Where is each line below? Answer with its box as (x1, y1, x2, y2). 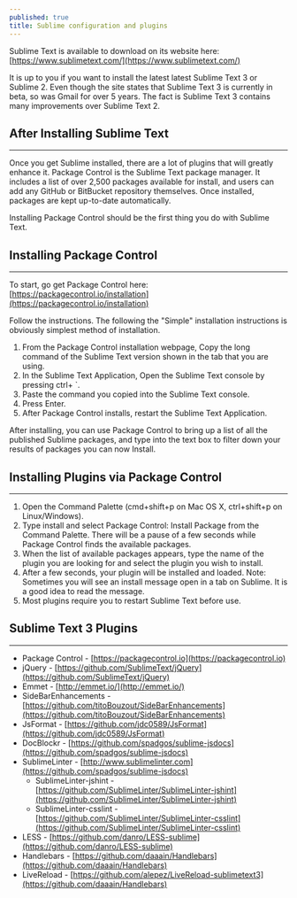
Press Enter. (21, 399, 66, 409)
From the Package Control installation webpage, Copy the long (21, 342, 250, 352)
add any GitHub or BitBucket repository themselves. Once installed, (9, 186, 255, 197)
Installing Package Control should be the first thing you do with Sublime (9, 213, 270, 223)
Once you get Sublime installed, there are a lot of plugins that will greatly (9, 158, 274, 168)
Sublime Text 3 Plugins (9, 621, 139, 636)
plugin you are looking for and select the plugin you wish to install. (21, 557, 263, 568)
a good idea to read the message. (21, 585, 145, 596)
